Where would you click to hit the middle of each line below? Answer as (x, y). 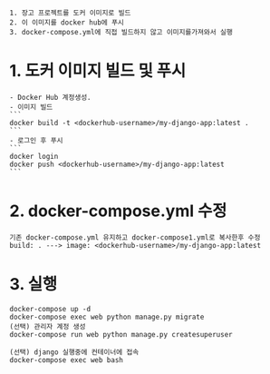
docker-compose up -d (50, 309)
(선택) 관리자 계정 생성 (48, 326)
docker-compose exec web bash (67, 360)
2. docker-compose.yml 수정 (118, 211)
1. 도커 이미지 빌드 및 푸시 (98, 71)
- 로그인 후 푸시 (36, 140)
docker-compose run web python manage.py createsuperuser (121, 334)
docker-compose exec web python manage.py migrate (107, 317)
